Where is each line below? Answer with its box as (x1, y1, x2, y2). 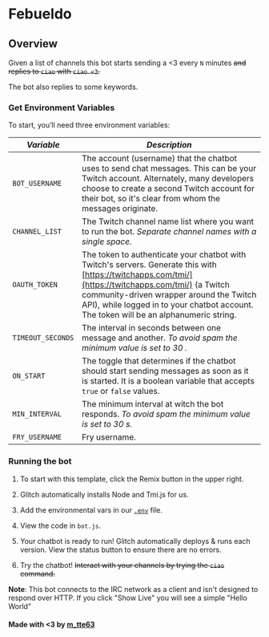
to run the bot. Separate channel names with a (81, 226, 257, 237)
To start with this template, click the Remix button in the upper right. (19, 474, 244, 484)
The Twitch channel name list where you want (81, 216, 255, 227)
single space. (81, 236, 132, 247)
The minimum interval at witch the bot (81, 399, 224, 410)
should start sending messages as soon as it (81, 366, 249, 377)
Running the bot (8, 456, 72, 467)
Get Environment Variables (8, 102, 115, 113)
